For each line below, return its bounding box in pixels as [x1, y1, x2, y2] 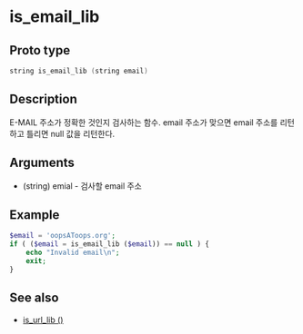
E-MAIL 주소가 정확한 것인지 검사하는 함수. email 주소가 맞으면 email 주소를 [9, 116, 278, 128]
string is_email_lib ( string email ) [9, 66, 148, 75]
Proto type [9, 43, 71, 58]
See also [9, 290, 59, 306]
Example [9, 207, 60, 222]
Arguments [9, 155, 76, 171]
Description [9, 92, 77, 107]
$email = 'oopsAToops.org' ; [9, 231, 116, 241]
